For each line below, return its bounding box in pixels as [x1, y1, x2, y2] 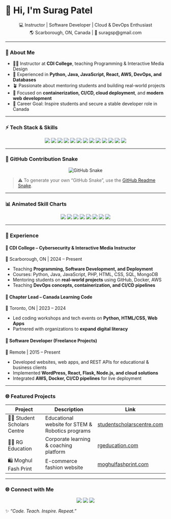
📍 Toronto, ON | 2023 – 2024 [5, 305, 66, 311]
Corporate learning [45, 435, 91, 442]
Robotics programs [45, 427, 91, 434]
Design [12, 66, 28, 72]
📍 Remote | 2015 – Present [5, 349, 61, 355]
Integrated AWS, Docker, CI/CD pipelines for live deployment [12, 375, 141, 381]
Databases [12, 77, 37, 83]
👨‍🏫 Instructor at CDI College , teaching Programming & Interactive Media [12, 61, 164, 67]
